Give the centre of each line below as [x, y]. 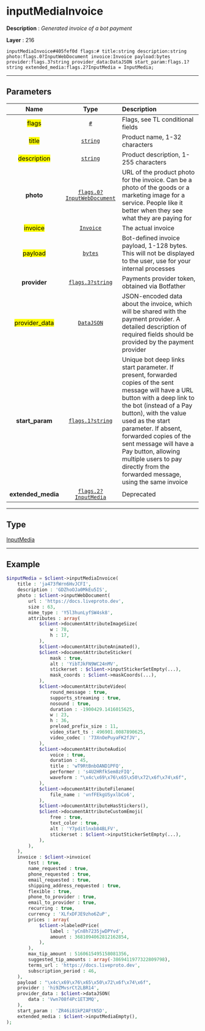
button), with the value [154, 413]
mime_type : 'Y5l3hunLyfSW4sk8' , [71, 612]
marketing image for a [153, 195]
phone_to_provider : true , [63, 897]
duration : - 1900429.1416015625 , [92, 709]
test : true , [45, 863]
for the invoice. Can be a [157, 180]
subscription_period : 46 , [63, 971]
